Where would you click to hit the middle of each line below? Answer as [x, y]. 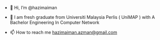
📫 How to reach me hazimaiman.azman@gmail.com [64, 32]
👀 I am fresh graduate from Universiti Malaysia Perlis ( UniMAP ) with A [82, 17]
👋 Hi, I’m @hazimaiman [33, 8]
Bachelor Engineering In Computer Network [54, 22]
